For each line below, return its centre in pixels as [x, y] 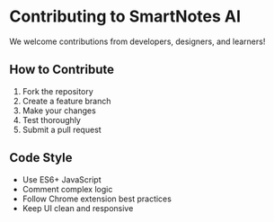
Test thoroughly [51, 120]
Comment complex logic [67, 189]
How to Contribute [62, 70]
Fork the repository [58, 91]
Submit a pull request [62, 129]
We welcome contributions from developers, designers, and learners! [137, 41]
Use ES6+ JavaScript [62, 179]
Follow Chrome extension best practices [97, 199]
